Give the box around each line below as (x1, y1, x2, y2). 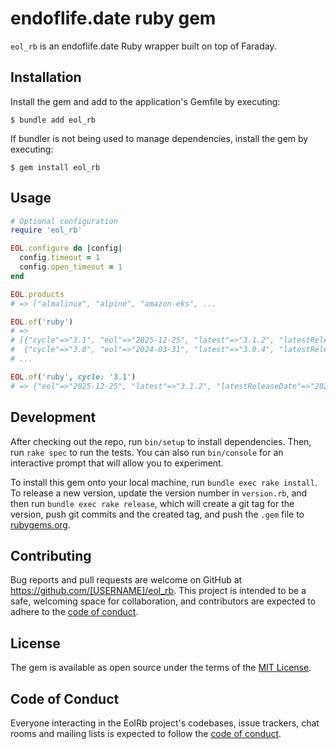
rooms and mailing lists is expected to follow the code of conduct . (10, 727, 282, 739)
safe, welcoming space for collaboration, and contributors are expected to (10, 595, 317, 607)
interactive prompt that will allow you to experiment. (10, 457, 224, 469)
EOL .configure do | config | (10, 243, 123, 254)
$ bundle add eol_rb (10, 115, 97, 125)
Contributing (10, 547, 92, 564)
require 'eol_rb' (10, 225, 83, 236)
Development (10, 409, 97, 426)
